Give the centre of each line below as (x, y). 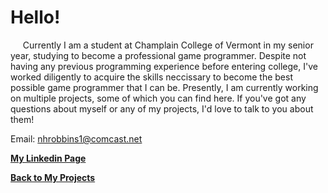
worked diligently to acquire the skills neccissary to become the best (151, 77)
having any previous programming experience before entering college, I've (164, 66)
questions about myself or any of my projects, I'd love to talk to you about (162, 108)
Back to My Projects (53, 177)
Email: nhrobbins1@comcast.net (76, 138)
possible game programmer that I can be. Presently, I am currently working (164, 87)
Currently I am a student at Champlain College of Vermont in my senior (168, 45)
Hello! (35, 17)
